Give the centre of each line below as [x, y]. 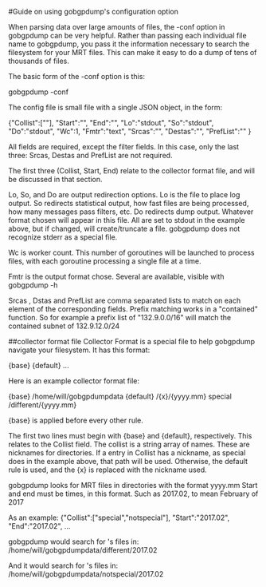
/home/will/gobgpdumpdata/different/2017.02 [83, 550]
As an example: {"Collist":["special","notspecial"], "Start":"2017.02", [119, 518]
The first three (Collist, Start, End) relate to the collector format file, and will [131, 171]
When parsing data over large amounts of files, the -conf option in [117, 27]
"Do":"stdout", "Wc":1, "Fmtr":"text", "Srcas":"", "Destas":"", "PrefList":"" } [130, 131]
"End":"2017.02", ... [39, 526]
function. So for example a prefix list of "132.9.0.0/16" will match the [120, 317]
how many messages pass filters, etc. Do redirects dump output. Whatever [131, 212]
